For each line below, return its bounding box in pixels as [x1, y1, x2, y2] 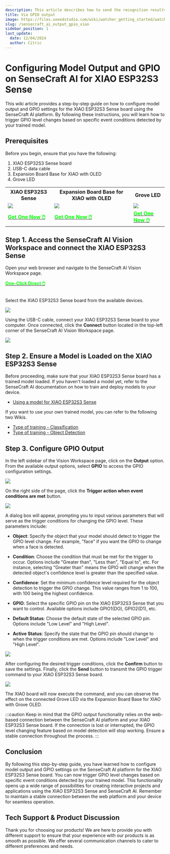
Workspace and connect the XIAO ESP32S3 [5, 243, 146, 252]
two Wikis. [5, 414, 27, 421]
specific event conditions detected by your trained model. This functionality [5, 777, 163, 783]
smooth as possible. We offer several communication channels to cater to [5, 837, 158, 844]
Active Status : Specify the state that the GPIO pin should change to [12, 630, 154, 637]
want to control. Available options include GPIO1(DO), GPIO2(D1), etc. [12, 605, 157, 611]
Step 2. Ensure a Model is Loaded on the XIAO [5, 352, 152, 360]
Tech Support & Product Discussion [5, 813, 120, 822]
